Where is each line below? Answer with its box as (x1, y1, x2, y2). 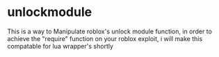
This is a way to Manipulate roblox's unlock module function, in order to (7, 27, 212, 35)
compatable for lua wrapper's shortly (7, 42, 113, 50)
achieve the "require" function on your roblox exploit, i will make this (7, 34, 203, 42)
